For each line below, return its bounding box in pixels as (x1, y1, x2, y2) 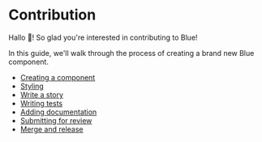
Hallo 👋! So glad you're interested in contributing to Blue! (8, 32, 198, 42)
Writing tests (19, 98, 63, 108)
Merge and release (19, 124, 84, 134)
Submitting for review (19, 115, 92, 125)
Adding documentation (19, 107, 97, 117)
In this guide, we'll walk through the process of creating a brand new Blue (8, 48, 255, 58)
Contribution (8, 6, 97, 24)
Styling (19, 81, 45, 91)
